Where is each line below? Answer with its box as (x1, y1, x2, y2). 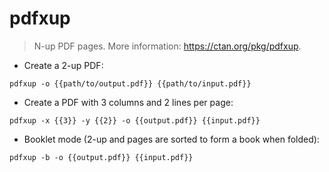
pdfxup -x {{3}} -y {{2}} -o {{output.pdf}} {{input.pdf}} (9, 115, 261, 126)
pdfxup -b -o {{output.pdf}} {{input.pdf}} (9, 152, 194, 162)
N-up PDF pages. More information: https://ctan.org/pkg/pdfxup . (33, 40, 302, 52)
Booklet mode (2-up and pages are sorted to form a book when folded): (23, 133, 320, 145)
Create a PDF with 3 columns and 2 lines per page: (23, 96, 234, 108)
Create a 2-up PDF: (23, 59, 104, 71)
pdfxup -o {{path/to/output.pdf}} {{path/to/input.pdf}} (9, 78, 252, 89)
